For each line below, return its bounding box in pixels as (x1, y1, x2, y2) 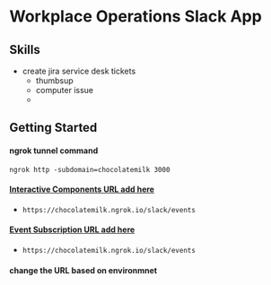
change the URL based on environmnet (9, 264, 158, 275)
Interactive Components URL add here (9, 184, 155, 194)
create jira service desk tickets (22, 65, 136, 76)
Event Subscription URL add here (9, 224, 135, 235)
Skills (9, 42, 40, 57)
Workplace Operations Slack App (9, 6, 262, 27)
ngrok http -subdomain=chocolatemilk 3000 (9, 165, 170, 174)
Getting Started (9, 120, 98, 135)
